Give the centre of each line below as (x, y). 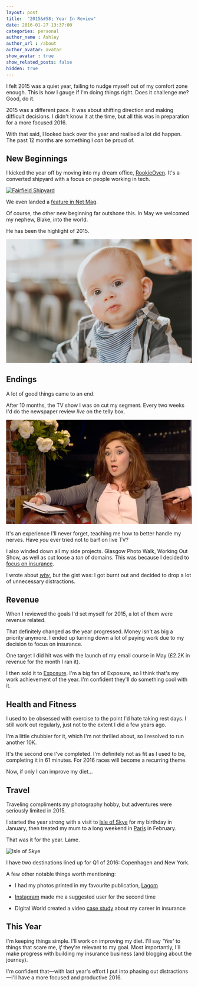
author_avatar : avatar (34, 50)
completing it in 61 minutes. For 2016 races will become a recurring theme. (97, 760)
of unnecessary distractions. (41, 581)
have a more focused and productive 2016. (70, 977)
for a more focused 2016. (37, 122)
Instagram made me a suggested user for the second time (85, 897)
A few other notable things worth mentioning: (61, 874)
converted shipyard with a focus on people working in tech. (78, 179)
